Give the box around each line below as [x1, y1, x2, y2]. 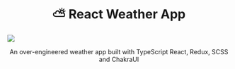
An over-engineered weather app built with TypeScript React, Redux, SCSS [9, 47, 229, 56]
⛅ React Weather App [52, 6, 186, 23]
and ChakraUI [98, 55, 139, 63]
